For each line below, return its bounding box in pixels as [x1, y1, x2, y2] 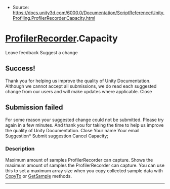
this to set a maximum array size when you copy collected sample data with [5, 167, 163, 174]
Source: [12, 5, 29, 10]
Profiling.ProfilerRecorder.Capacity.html [12, 15, 96, 21]
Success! [5, 64, 35, 73]
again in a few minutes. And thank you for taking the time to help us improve [5, 122, 164, 128]
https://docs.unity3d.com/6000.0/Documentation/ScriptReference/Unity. [12, 10, 165, 16]
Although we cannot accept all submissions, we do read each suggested [5, 83, 157, 89]
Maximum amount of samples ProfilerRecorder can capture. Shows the [5, 157, 153, 163]
